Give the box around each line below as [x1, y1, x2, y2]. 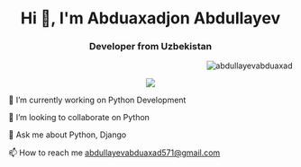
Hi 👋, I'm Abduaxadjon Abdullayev [20, 8, 281, 29]
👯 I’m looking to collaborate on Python [8, 112, 150, 123]
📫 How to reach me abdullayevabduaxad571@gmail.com [8, 147, 221, 158]
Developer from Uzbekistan [88, 40, 213, 53]
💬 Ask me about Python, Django [8, 129, 127, 140]
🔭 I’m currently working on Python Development [8, 94, 187, 106]
